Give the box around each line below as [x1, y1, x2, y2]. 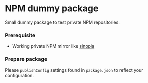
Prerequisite [5, 32, 36, 39]
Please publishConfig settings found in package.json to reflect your [5, 67, 143, 73]
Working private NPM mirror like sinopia [12, 43, 95, 49]
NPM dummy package [5, 3, 99, 14]
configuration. [5, 72, 34, 78]
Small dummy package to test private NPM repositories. [5, 19, 120, 25]
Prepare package [5, 56, 48, 63]
